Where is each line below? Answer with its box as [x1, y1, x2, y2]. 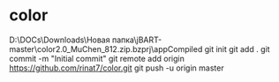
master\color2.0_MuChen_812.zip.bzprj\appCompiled [9, 43, 203, 54]
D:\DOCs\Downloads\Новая [9, 34, 110, 45]
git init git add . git [204, 43, 270, 54]
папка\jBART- [111, 34, 162, 45]
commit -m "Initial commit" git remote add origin [9, 53, 185, 63]
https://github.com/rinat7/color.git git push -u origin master [9, 63, 224, 73]
